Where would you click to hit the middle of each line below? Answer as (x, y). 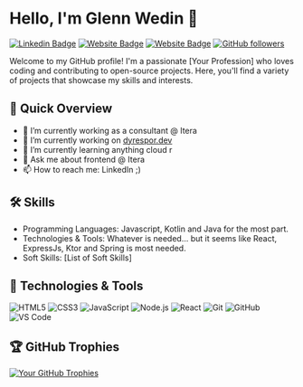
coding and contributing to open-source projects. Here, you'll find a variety (149, 71)
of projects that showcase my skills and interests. (101, 80)
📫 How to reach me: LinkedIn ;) (82, 169)
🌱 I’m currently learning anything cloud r (97, 149)
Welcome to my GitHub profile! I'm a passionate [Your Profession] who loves (151, 61)
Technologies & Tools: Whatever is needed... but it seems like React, (150, 238)
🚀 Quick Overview (61, 109)
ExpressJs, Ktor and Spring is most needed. (104, 248)
